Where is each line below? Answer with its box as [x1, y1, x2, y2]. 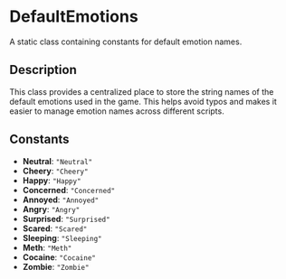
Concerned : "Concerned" [22, 184, 116, 195]
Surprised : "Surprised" [22, 213, 110, 224]
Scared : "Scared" [22, 223, 88, 234]
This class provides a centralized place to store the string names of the [9, 86, 274, 97]
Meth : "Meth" [22, 242, 72, 253]
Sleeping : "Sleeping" [22, 232, 102, 243]
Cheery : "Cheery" [22, 165, 89, 176]
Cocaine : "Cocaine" [22, 251, 97, 263]
